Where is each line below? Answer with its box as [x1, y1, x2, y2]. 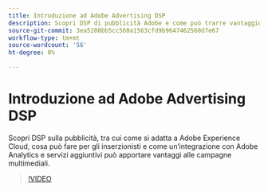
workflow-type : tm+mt [8, 33, 81, 42]
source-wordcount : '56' [8, 41, 88, 49]
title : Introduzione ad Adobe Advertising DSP [8, 11, 166, 20]
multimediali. [8, 158, 50, 168]
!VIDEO [27, 173, 52, 183]
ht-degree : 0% [8, 49, 56, 57]
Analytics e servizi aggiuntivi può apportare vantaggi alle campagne [8, 150, 232, 159]
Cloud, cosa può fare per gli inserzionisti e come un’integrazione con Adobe [8, 141, 258, 151]
